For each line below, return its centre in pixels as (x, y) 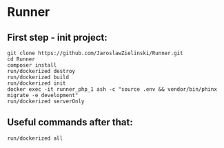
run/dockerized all (35, 138)
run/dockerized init (37, 83)
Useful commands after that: (70, 122)
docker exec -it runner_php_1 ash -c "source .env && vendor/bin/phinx (112, 89)
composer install (32, 65)
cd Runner (21, 59)
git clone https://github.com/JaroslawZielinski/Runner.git (95, 53)
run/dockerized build (38, 77)
